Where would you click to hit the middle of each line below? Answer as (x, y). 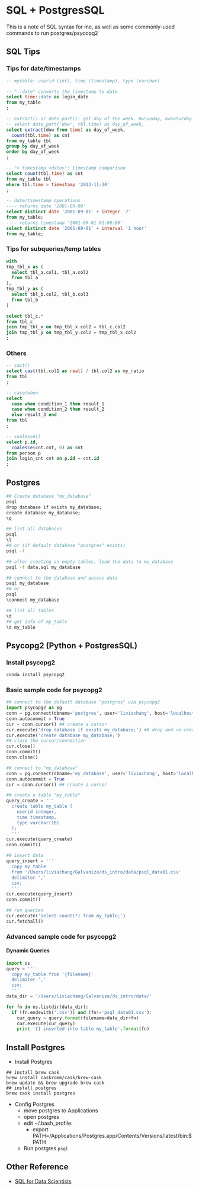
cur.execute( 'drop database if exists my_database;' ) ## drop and (90, 730)
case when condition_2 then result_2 (58, 410)
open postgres (41, 1117)
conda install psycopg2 (36, 675)
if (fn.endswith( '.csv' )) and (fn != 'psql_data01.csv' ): (82, 1012)
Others (16, 353)
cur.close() (21, 746)
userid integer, (37, 812)
